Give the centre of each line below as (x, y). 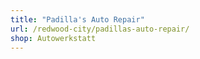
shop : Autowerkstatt (53, 38)
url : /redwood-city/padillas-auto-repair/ (100, 29)
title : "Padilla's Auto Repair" (77, 19)
